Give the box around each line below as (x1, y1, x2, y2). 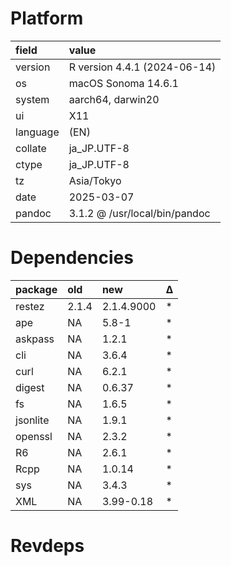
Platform (10, 7, 84, 30)
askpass (15, 332, 55, 346)
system (15, 92, 50, 106)
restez (15, 299, 45, 313)
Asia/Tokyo (68, 173, 122, 187)
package (15, 282, 58, 296)
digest (15, 380, 45, 394)
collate (15, 141, 47, 155)
